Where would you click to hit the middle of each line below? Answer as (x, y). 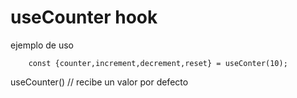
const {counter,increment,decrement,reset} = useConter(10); (158, 63)
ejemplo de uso (42, 45)
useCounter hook (84, 17)
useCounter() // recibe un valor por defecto (99, 82)
